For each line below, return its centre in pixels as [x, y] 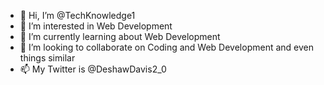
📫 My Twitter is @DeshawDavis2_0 [93, 69]
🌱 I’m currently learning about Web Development [120, 36]
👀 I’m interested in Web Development [96, 26]
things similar [47, 58]
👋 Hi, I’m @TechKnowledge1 [77, 15]
